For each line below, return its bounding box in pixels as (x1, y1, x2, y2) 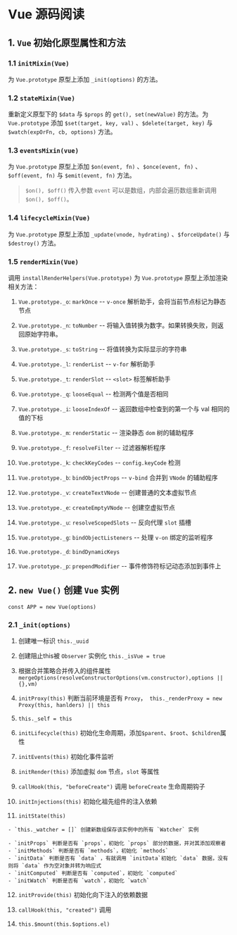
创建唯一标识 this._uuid (18, 636, 89, 645)
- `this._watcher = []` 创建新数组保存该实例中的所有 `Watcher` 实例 (8, 827, 199, 834)
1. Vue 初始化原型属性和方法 (8, 37, 126, 49)
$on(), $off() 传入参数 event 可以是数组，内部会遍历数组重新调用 (25, 186, 217, 194)
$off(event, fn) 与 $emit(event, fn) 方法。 (8, 171, 136, 180)
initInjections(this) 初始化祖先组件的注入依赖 (18, 797, 158, 806)
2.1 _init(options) (8, 620, 71, 629)
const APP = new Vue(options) (8, 603, 97, 610)
